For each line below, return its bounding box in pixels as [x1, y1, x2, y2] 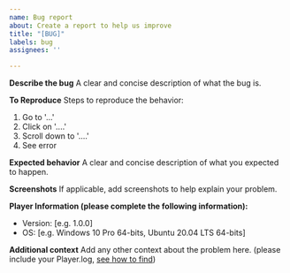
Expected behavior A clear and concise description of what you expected [9, 157, 279, 168]
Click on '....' [21, 121, 67, 133]
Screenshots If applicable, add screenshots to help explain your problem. [9, 184, 278, 194]
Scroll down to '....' [21, 131, 90, 141]
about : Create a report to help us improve [9, 21, 172, 30]
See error [21, 140, 57, 151]
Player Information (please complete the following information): [9, 201, 248, 212]
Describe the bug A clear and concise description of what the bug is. [9, 78, 262, 88]
